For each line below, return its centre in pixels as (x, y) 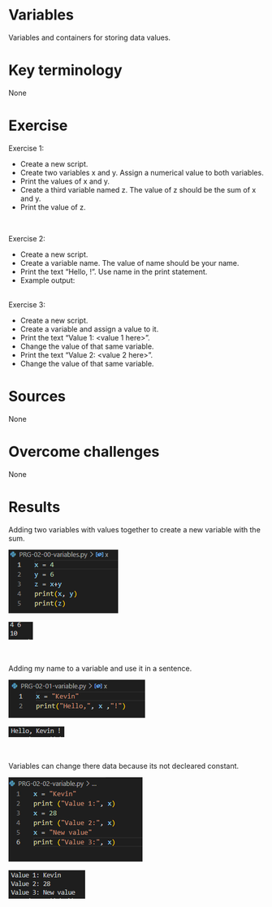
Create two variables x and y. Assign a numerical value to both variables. (142, 172)
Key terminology (66, 70)
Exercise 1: (26, 148)
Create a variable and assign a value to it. (89, 329)
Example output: (47, 280)
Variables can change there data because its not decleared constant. (124, 766)
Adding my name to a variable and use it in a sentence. (100, 668)
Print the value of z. (53, 207)
